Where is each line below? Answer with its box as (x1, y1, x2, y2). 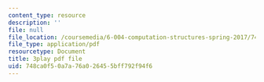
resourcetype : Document (8, 48, 86, 55)
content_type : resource (8, 11, 86, 20)
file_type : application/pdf (8, 41, 101, 48)
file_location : (8, 33, 58, 41)
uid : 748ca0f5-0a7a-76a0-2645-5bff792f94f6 (8, 62, 153, 70)
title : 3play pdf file (8, 55, 82, 63)
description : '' (8, 19, 61, 27)
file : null (8, 26, 44, 34)
